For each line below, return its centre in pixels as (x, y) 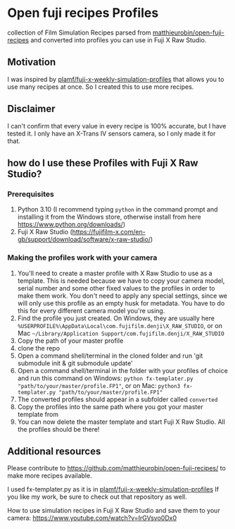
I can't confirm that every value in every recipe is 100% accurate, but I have (117, 126)
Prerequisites (31, 194)
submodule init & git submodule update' (75, 363)
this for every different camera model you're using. (91, 310)
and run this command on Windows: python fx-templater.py (105, 378)
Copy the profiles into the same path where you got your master (110, 406)
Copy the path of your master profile (70, 341)
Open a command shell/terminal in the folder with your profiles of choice (123, 370)
